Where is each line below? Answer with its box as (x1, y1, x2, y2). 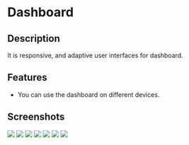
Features (7, 71, 47, 83)
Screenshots (7, 111, 65, 123)
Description (7, 33, 60, 45)
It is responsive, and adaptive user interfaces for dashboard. (7, 51, 183, 59)
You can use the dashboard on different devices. (17, 90, 160, 99)
